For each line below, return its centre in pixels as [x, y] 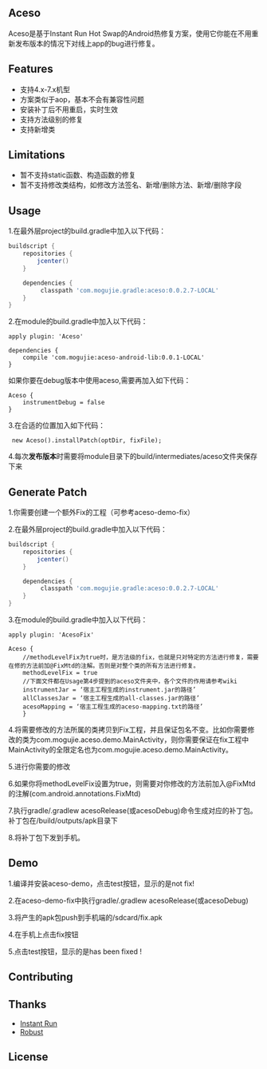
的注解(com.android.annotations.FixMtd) [75, 794]
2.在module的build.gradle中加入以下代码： [78, 321]
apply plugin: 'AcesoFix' [51, 635]
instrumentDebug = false [64, 403]
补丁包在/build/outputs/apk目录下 [63, 821]
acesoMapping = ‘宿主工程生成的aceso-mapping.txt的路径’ [113, 707]
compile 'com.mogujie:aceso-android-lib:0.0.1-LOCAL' [114, 358]
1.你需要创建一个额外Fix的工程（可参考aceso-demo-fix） [102, 513]
